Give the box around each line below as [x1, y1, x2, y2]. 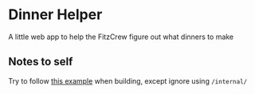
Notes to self [8, 55, 73, 69]
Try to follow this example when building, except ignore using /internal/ [8, 76, 248, 85]
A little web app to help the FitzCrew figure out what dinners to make [8, 32, 234, 41]
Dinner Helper [8, 6, 103, 24]
